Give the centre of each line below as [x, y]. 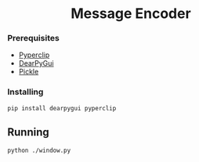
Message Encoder [131, 14]
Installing [25, 92]
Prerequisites [33, 38]
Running [29, 133]
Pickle [29, 72]
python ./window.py [39, 150]
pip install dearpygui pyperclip [62, 108]
